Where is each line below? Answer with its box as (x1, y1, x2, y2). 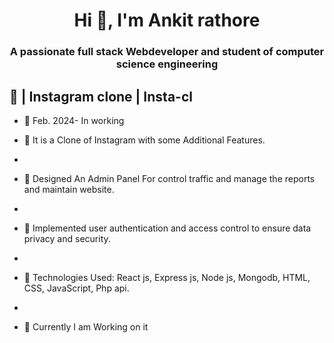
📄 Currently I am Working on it (23, 320, 149, 333)
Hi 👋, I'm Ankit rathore (73, 9, 261, 32)
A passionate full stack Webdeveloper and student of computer (9, 45, 325, 59)
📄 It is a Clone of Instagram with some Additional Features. (23, 134, 266, 146)
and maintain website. (23, 183, 115, 195)
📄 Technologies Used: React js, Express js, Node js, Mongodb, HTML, (23, 271, 311, 283)
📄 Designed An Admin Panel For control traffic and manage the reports (23, 172, 316, 184)
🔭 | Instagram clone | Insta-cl (9, 88, 193, 105)
